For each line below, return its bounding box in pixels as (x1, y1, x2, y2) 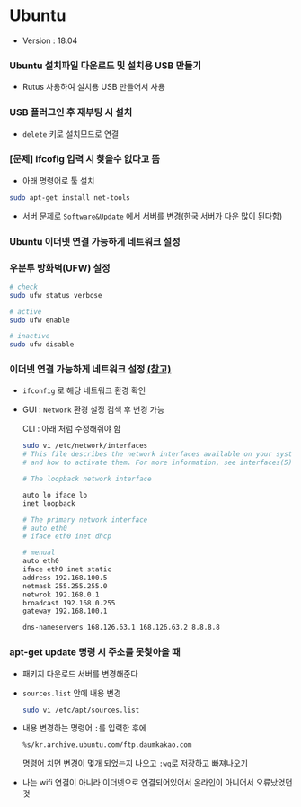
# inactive (9, 332, 50, 341)
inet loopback (22, 498, 75, 508)
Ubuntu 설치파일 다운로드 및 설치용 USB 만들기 (9, 59, 202, 72)
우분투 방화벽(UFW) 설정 (9, 262, 111, 274)
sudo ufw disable (9, 340, 75, 349)
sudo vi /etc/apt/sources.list (22, 705, 140, 714)
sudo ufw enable (9, 316, 70, 325)
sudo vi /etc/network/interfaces (22, 442, 148, 451)
